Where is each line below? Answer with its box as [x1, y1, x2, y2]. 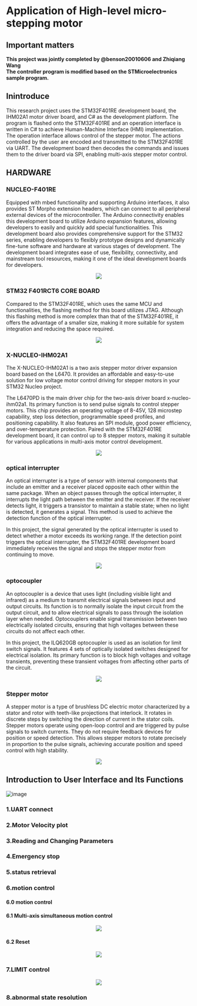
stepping [6, 16, 51, 30]
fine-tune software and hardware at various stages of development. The [6, 242, 181, 249]
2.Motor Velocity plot [6, 821, 68, 829]
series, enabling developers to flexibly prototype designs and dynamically [6, 236, 185, 243]
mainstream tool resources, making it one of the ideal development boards [6, 255, 186, 262]
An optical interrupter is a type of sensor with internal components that [6, 477, 178, 484]
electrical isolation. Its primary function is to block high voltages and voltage [6, 651, 191, 659]
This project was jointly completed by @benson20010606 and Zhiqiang [6, 56, 185, 62]
